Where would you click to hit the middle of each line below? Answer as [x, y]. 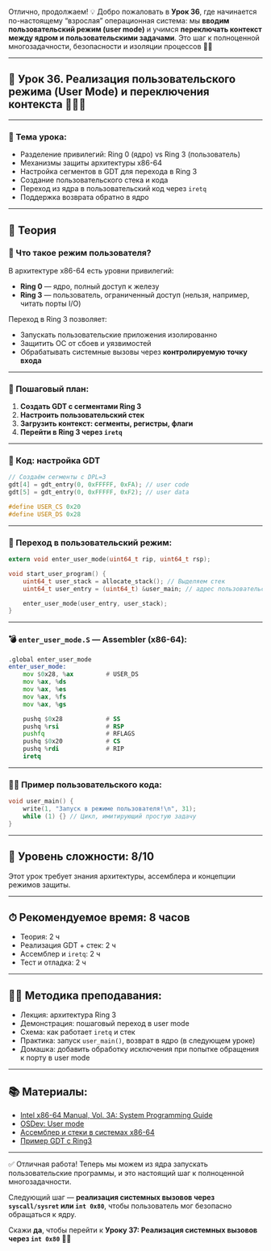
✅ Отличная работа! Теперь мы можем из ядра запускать [108, 1164]
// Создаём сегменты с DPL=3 [57, 477]
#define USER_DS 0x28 [45, 514]
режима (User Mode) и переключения [109, 92]
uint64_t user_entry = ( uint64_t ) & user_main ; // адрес [119, 589]
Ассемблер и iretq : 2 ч [60, 954]
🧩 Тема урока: [38, 136]
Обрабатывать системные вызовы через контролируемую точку [133, 352]
